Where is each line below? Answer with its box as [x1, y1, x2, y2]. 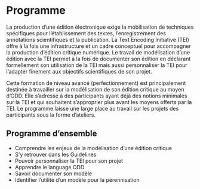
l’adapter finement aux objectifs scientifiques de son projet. [6, 68, 152, 75]
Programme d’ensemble [6, 129, 97, 139]
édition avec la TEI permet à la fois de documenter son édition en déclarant [6, 55, 191, 62]
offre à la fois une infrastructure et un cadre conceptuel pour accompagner [6, 42, 191, 50]
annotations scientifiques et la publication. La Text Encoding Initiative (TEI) [6, 36, 190, 43]
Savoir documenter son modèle [14, 170, 93, 177]
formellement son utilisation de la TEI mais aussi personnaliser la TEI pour [6, 61, 187, 69]
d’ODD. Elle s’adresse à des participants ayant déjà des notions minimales [6, 92, 187, 99]
